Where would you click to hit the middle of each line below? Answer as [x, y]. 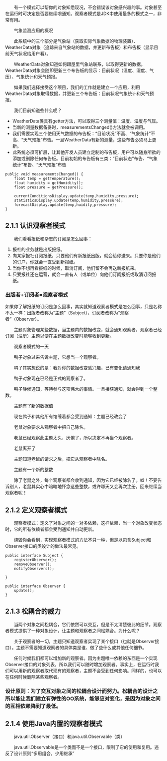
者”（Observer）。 [23, 319]
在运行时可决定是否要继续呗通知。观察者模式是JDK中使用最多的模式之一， [81, 13]
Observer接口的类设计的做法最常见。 [43, 546]
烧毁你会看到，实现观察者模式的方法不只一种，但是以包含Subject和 [83, 540]
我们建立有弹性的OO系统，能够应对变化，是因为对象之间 [93, 699]
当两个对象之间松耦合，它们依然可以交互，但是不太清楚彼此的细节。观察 [88, 624]
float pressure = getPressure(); [49, 187]
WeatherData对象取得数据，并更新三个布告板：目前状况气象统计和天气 [78, 93]
